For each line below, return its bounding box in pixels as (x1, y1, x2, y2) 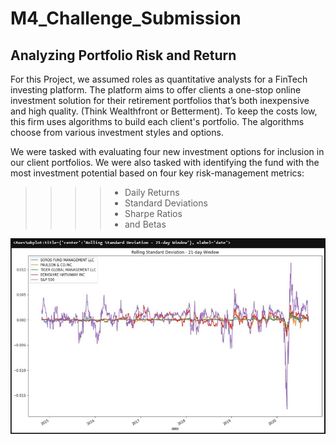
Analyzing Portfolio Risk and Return (10, 47, 237, 64)
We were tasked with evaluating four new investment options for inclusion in (10, 146, 325, 157)
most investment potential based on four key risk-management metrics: (10, 167, 305, 179)
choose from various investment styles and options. (10, 127, 224, 138)
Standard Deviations (124, 197, 208, 209)
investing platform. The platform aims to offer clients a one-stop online (10, 84, 302, 96)
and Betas (124, 218, 167, 230)
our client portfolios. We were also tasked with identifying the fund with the (10, 157, 320, 168)
